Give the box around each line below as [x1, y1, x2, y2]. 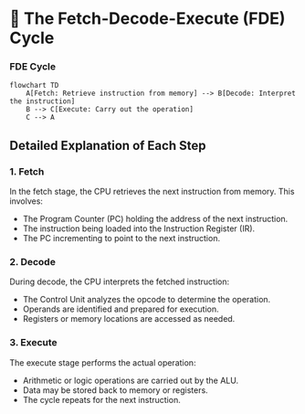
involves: [9, 196, 44, 207]
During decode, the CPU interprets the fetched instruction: [9, 276, 230, 287]
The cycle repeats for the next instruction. [22, 394, 181, 405]
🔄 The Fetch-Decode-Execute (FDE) [9, 8, 286, 29]
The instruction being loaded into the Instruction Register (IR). [22, 223, 256, 234]
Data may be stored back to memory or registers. [22, 384, 208, 396]
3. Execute [9, 336, 58, 349]
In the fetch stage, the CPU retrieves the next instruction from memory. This [9, 186, 295, 197]
